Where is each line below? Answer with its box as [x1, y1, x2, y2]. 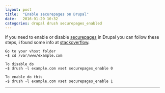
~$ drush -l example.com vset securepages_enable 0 [5, 66, 113, 71]
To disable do [5, 62, 34, 67]
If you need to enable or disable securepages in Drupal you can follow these [5, 34, 160, 40]
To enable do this [5, 74, 43, 80]
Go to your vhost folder [5, 49, 56, 54]
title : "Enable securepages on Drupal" [5, 12, 89, 17]
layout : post [5, 7, 32, 12]
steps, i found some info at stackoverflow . [5, 40, 90, 46]
